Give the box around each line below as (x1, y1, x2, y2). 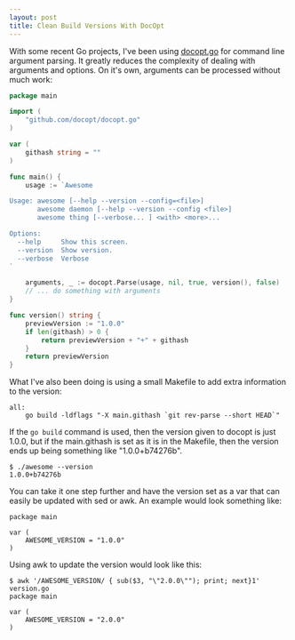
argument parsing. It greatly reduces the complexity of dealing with (9, 55, 256, 66)
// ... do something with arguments (25, 286, 162, 296)
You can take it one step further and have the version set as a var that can (9, 486, 280, 497)
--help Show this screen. (17, 237, 129, 246)
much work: (9, 74, 53, 84)
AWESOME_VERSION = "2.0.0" (25, 615, 125, 625)
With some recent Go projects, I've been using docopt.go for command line (9, 45, 285, 56)
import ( (9, 108, 42, 116)
